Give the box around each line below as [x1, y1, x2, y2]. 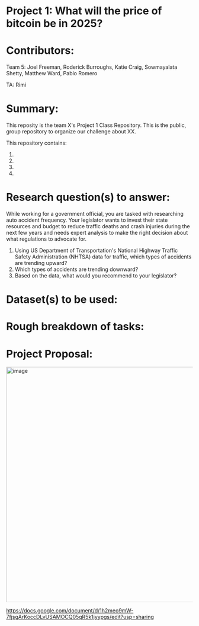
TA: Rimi [6, 81, 27, 88]
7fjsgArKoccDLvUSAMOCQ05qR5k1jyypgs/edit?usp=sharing [6, 614, 154, 621]
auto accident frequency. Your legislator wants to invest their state [6, 216, 168, 223]
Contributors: [6, 44, 75, 58]
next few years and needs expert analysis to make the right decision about [6, 229, 188, 236]
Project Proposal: [6, 347, 93, 360]
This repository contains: [6, 139, 67, 146]
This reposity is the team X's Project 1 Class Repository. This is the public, [6, 122, 187, 129]
